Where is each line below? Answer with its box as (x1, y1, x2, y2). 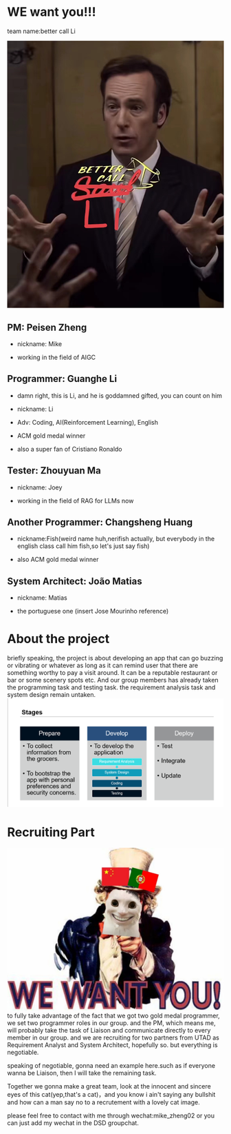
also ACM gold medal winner (16, 556, 99, 564)
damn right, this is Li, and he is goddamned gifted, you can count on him (16, 391, 222, 400)
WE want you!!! (7, 4, 96, 20)
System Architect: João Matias (7, 575, 142, 587)
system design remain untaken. (7, 691, 96, 699)
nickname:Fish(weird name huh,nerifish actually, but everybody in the (16, 535, 215, 543)
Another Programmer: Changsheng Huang (7, 516, 193, 528)
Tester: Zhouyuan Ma (7, 465, 101, 476)
